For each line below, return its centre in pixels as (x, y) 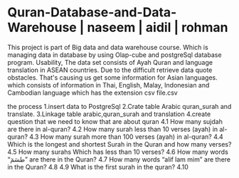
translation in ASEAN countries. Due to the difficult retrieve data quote (110, 70)
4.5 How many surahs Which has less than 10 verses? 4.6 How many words (118, 152)
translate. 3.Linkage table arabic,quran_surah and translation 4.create (109, 114)
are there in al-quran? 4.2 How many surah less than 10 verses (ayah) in (113, 129)
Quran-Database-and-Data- (92, 12)
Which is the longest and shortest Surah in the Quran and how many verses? (119, 144)
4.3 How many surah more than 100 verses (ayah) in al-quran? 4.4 (127, 137)
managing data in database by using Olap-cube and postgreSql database (115, 55)
